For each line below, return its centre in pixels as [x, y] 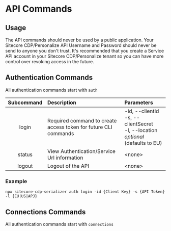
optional [134, 137]
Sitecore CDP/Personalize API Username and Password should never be [81, 45]
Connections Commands [46, 212]
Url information [65, 158]
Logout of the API [68, 166]
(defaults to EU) [143, 143]
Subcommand [25, 102]
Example [16, 181]
